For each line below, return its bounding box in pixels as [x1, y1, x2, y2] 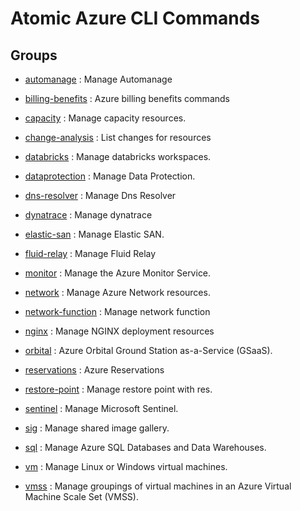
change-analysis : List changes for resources [24, 132, 212, 143]
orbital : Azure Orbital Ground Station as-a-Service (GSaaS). [24, 345, 273, 356]
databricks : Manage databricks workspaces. [24, 151, 212, 162]
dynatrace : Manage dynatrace [24, 209, 153, 221]
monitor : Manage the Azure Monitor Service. [24, 267, 212, 279]
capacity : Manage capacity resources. [24, 112, 187, 124]
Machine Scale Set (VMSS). [24, 491, 139, 502]
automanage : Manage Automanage [24, 73, 173, 85]
